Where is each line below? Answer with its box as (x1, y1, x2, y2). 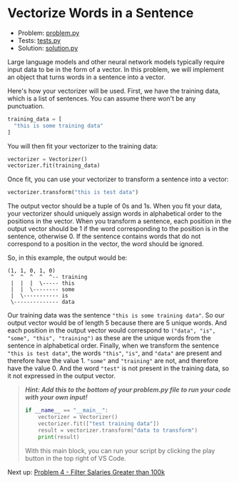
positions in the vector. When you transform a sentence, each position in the (7, 217, 232, 225)
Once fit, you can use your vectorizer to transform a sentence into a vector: (7, 175, 229, 183)
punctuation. (7, 101, 45, 110)
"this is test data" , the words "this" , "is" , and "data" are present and (7, 349, 223, 357)
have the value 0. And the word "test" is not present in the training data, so (7, 364, 230, 372)
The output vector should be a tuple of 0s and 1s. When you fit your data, (7, 202, 223, 210)
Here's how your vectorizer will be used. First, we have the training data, (7, 86, 220, 95)
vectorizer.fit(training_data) (7, 162, 101, 169)
